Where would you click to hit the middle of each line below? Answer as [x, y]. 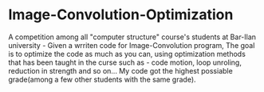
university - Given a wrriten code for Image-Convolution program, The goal [132, 45]
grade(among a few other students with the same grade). [102, 79]
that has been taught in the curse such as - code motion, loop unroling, [125, 62]
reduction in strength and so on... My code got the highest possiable [120, 70]
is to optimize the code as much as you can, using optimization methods [127, 54]
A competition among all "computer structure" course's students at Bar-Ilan [132, 37]
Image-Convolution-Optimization [121, 15]
